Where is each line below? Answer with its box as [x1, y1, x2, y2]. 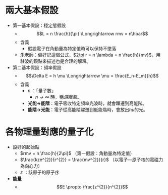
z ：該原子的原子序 [20, 169, 60, 175]
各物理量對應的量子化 [5, 126, 94, 138]
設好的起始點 [12, 144, 39, 150]
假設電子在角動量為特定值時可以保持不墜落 [27, 45, 117, 51]
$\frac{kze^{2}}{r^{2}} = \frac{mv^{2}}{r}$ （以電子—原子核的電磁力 [20, 157, 163, 163]
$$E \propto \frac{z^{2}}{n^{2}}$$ [56, 183, 128, 190]
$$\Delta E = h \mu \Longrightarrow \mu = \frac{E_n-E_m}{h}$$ [26, 72, 159, 79]
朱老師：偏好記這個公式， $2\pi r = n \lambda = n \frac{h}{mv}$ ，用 [20, 52, 161, 58]
